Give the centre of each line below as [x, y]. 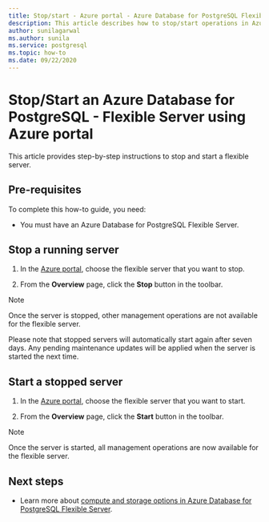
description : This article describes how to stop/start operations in [128, 23]
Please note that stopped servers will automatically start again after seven [130, 339]
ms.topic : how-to [37, 53]
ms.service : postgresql [48, 46]
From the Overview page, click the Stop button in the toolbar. [121, 284]
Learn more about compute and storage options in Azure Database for [136, 500]
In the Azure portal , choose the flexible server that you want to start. [132, 401]
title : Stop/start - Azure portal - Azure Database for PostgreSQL [123, 16]
